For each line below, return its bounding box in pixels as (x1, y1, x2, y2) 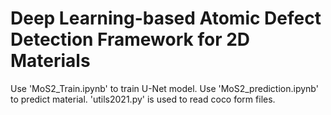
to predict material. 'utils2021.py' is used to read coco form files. (10, 93, 276, 105)
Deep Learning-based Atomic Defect (10, 7, 322, 30)
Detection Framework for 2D (10, 28, 251, 51)
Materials (10, 50, 91, 72)
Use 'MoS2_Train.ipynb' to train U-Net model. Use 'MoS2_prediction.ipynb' (10, 82, 319, 94)
